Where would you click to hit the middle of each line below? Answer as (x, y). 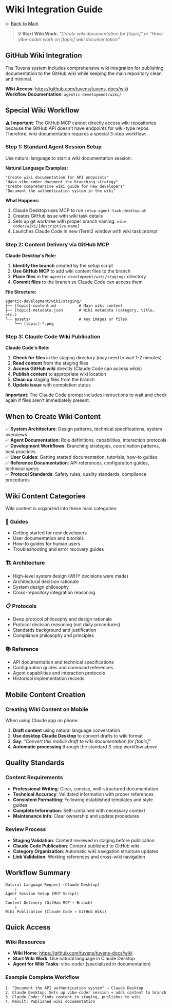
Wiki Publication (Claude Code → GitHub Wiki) (56, 912)
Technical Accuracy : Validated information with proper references (83, 794)
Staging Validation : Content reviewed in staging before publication (84, 840)
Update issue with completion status (52, 385)
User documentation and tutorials (48, 538)
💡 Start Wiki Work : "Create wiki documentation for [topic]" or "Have (90, 33)
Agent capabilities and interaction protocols (59, 673)
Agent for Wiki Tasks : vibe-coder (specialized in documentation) (82, 964)
